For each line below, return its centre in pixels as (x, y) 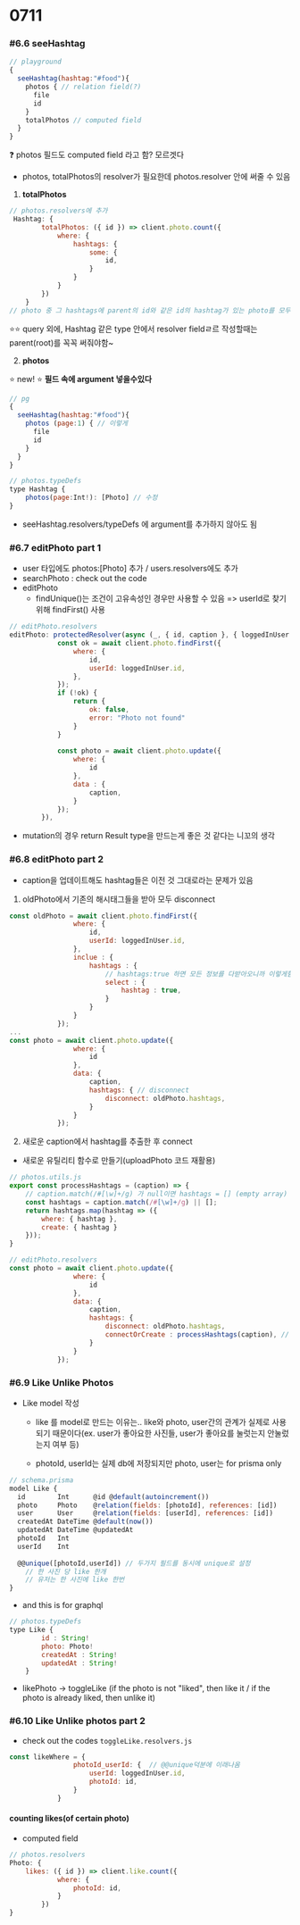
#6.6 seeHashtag (47, 44)
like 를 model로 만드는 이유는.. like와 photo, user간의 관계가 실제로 (153, 1421)
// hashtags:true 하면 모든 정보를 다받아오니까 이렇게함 (199, 974)
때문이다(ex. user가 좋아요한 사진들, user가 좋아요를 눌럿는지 (159, 1433)
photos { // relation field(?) (83, 87)
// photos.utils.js (46, 1178)
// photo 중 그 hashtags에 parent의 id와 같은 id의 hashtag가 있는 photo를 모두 (150, 310)
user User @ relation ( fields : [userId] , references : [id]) (146, 1513)
